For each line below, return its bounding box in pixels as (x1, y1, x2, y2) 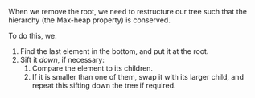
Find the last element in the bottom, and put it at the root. (19, 47, 209, 55)
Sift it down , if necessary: (19, 55, 105, 64)
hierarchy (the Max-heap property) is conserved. (8, 15, 171, 25)
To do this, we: (8, 31, 58, 40)
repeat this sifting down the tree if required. (31, 80, 176, 90)
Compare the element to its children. (31, 63, 154, 73)
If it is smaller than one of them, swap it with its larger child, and (31, 72, 244, 81)
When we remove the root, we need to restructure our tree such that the (8, 7, 248, 16)
